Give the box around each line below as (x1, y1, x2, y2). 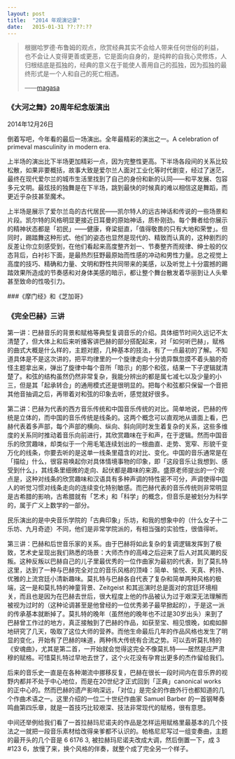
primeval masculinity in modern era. (7, 142, 111, 151)
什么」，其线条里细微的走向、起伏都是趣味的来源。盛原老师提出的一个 (19, 465, 219, 474)
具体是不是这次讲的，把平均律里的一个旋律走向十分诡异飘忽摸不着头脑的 (13, 355, 222, 363)
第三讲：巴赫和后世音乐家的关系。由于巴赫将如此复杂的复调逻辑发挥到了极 (7, 539, 222, 547)
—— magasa (24, 83, 60, 92)
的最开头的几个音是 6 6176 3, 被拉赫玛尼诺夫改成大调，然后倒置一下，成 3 (7, 735, 220, 744)
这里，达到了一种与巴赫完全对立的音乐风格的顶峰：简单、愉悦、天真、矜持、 (7, 566, 228, 574)
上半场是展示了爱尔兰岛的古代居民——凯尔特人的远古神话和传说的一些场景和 (7, 207, 228, 215)
